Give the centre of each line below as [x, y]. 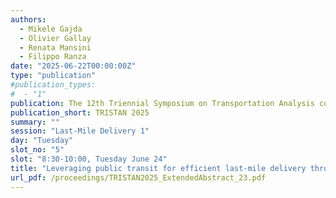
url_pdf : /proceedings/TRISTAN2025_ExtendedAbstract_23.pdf [138, 177]
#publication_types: [53, 85]
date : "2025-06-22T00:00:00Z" [73, 66]
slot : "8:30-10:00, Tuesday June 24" [89, 159]
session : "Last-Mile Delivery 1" [80, 131]
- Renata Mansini [55, 47]
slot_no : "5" [37, 150]
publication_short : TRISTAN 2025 [80, 112]
